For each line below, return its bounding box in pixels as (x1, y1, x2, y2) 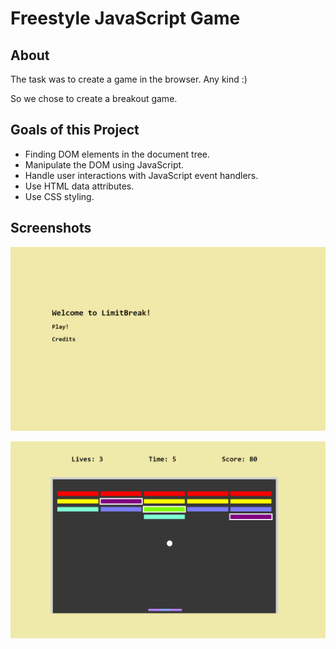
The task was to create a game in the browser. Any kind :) (10, 73, 248, 85)
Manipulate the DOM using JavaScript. (24, 158, 185, 171)
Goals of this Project (10, 122, 140, 139)
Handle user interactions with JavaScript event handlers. (24, 169, 259, 181)
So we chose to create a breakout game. (10, 93, 178, 104)
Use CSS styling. (24, 190, 95, 202)
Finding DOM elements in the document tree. (24, 148, 211, 160)
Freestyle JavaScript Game (10, 7, 241, 30)
